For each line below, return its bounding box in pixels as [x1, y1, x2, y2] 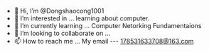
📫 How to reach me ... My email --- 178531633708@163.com [14, 37, 194, 45]
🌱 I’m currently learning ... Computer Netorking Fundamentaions [14, 22, 202, 30]
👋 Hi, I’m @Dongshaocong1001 [14, 7, 104, 15]
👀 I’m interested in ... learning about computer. [14, 14, 150, 22]
